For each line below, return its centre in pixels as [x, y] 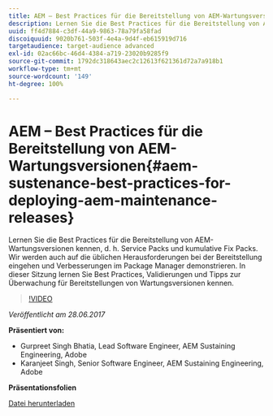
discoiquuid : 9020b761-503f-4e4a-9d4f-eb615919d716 [97, 39]
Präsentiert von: [37, 331]
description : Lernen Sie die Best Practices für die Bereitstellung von [134, 24]
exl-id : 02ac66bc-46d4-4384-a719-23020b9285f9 [89, 54]
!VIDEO [40, 299]
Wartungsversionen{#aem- [104, 165]
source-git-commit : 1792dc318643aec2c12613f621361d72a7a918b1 [116, 62]
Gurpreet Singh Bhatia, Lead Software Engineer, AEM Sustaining [128, 346]
